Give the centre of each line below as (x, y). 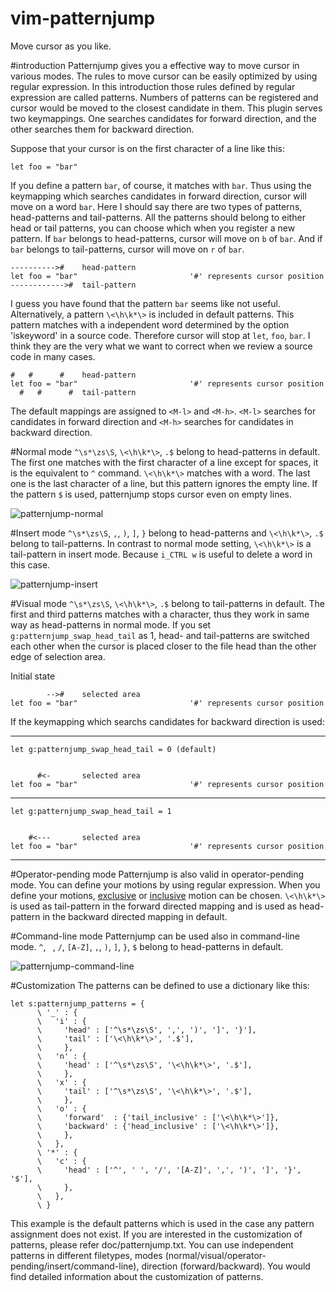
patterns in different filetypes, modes (86, 1255)
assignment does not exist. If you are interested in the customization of (156, 1234)
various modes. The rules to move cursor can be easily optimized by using (164, 76)
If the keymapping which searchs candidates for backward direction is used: (167, 721)
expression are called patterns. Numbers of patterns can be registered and (164, 97)
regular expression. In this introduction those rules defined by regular (153, 86)
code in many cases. (53, 356)
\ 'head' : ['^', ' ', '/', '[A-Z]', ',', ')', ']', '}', (169, 1170)
